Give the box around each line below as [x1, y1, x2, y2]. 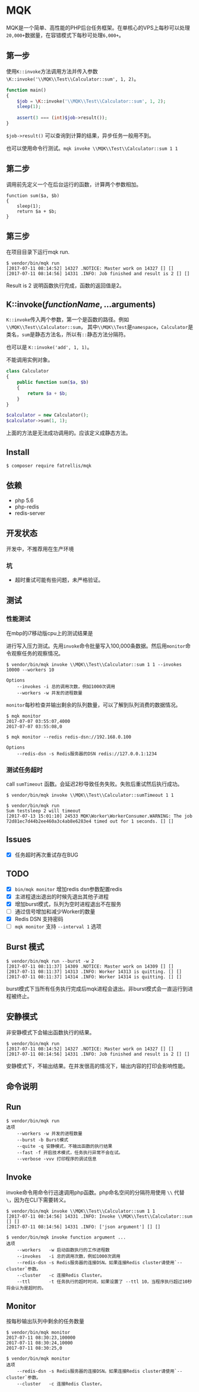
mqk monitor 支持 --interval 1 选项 [14, 923, 102, 930]
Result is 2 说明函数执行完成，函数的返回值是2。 [6, 282, 125, 289]
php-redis [14, 503, 40, 510]
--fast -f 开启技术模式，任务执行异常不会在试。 [17, 1150, 124, 1156]
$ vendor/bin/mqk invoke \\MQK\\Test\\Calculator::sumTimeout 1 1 [6, 792, 174, 798]
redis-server [14, 509, 46, 516]
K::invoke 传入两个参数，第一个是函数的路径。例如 [6, 316, 129, 323]
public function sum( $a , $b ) [17, 380, 89, 386]
